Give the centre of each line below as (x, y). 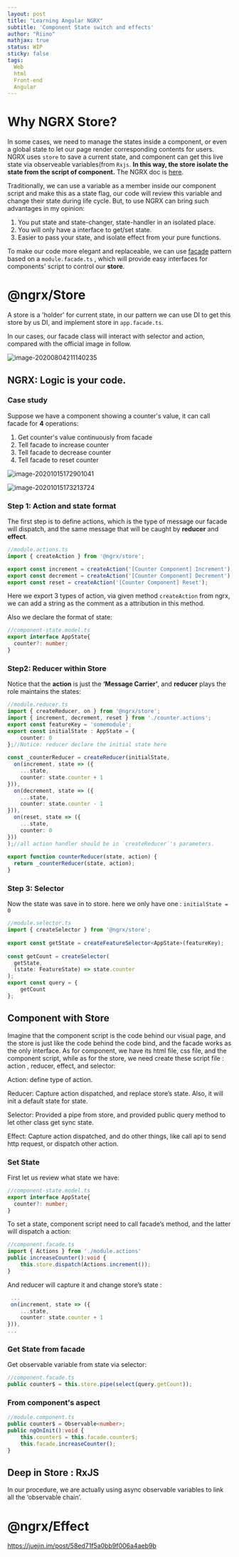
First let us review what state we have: (63, 1177)
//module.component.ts (41, 1417)
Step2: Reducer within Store (57, 668)
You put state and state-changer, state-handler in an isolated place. (116, 222)
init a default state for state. (48, 1100)
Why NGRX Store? (62, 122)
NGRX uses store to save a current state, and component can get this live (116, 157)
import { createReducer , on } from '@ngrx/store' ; (84, 712)
